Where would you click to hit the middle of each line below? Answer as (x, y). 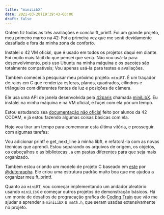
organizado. (17, 157)
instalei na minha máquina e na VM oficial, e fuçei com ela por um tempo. (79, 103)
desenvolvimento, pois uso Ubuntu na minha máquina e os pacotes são (77, 63)
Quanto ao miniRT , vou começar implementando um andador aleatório (76, 187)
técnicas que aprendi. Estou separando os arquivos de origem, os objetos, (80, 147)
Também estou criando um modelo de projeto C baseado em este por (76, 167)
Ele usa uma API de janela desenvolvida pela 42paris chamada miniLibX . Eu (82, 97)
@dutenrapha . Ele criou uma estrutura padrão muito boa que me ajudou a (80, 172)
